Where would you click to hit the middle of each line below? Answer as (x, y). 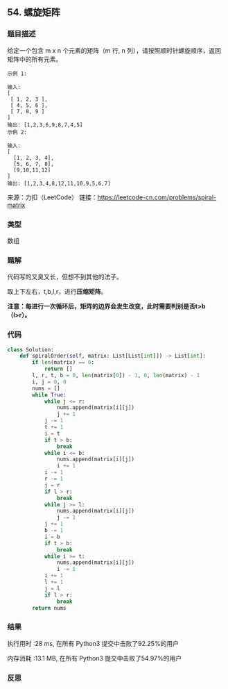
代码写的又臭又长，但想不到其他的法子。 (65, 277)
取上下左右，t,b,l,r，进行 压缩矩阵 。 (57, 292)
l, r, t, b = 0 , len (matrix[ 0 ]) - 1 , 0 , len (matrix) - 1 (116, 376)
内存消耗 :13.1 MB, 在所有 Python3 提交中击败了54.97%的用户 (95, 658)
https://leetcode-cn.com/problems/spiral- (157, 197)
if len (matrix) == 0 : (63, 363)
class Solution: (30, 349)
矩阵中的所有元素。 (35, 59)
